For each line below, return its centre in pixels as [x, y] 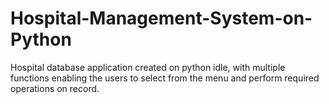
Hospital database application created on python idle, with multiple [148, 67]
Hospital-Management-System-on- [161, 18]
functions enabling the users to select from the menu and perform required [165, 78]
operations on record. [55, 88]
